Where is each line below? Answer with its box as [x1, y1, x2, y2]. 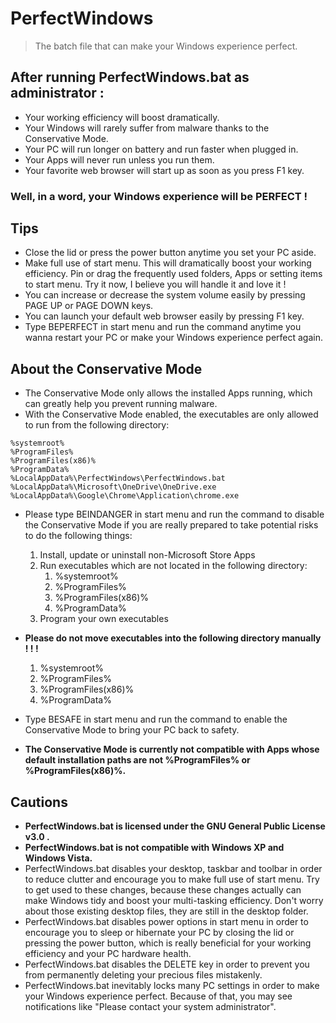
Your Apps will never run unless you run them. [24, 153, 215, 166]
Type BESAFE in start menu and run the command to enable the [24, 713, 288, 726]
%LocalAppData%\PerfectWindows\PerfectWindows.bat [10, 473, 226, 484]
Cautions [10, 793, 68, 811]
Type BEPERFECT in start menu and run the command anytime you [24, 321, 302, 333]
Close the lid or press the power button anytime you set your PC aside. [24, 247, 317, 259]
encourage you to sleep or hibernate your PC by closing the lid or [24, 927, 295, 939]
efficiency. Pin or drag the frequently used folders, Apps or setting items [24, 268, 323, 280]
